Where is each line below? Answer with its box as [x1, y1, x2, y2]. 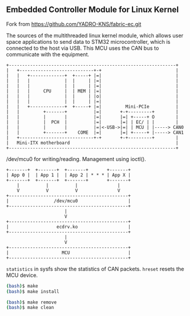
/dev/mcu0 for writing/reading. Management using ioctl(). [6, 155, 146, 162]
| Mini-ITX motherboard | [6, 140, 179, 146]
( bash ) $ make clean [6, 305, 54, 311]
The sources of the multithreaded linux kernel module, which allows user [6, 32, 183, 39]
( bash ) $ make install [6, 288, 60, 295]
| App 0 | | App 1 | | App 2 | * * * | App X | [6, 172, 131, 178]
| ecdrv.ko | [6, 224, 131, 230]
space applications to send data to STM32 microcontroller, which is [6, 38, 170, 45]
